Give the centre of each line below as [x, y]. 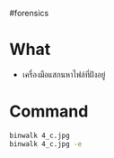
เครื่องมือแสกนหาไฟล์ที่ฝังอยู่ [64, 74]
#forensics [29, 13]
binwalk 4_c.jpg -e [46, 144]
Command [49, 112]
